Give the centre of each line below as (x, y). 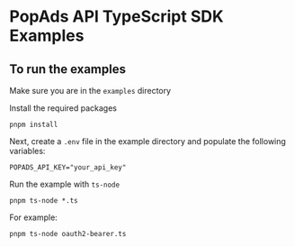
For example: (34, 217)
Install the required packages (63, 108)
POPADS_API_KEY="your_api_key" (68, 168)
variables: (27, 151)
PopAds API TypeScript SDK (116, 17)
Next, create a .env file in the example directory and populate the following (147, 141)
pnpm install (34, 124)
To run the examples (67, 69)
